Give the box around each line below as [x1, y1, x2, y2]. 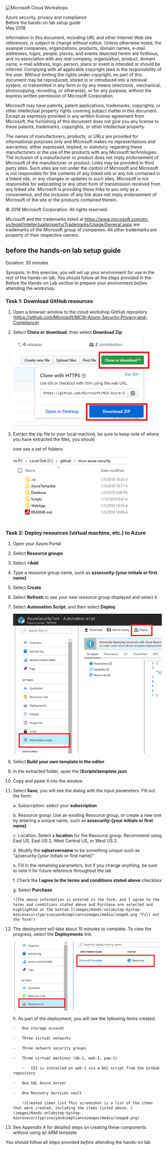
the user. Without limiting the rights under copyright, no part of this [5, 72, 142, 77]
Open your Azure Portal [12, 541, 61, 547]
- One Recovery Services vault [12, 1090, 82, 1096]
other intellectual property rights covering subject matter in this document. [5, 108, 158, 114]
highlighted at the [12, 907, 54, 912]
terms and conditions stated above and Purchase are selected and [12, 902, 153, 907]
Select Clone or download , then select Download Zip [12, 329, 122, 335]
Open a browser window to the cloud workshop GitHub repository [12, 309, 148, 315]
